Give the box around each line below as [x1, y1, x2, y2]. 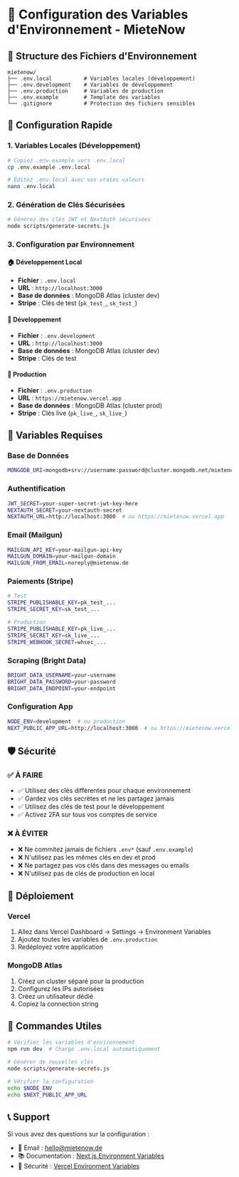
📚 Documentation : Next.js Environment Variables [17, 1151, 165, 1161]
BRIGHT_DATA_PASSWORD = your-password [7, 678, 116, 685]
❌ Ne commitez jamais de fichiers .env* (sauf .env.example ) [17, 845, 193, 853]
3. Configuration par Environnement [7, 240, 135, 250]
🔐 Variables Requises [7, 429, 103, 441]
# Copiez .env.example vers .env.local [7, 157, 126, 164]
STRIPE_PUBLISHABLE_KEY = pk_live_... [7, 625, 116, 632]
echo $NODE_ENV [7, 1084, 53, 1091]
